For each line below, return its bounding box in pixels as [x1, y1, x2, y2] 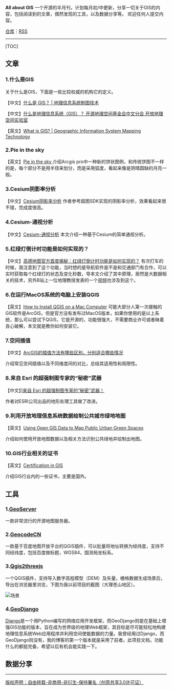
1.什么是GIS [5, 76, 34, 83]
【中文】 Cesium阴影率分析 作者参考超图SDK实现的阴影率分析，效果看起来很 [5, 198, 166, 204]
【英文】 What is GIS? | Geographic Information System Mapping [5, 128, 141, 134]
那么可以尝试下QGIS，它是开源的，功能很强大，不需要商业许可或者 [14, 317, 155, 323]
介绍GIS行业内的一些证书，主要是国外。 [5, 473, 90, 479]
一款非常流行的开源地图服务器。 [5, 518, 73, 524]
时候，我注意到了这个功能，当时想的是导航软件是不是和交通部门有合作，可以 [5, 264, 167, 270]
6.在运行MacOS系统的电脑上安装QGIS [5, 291, 100, 298]
